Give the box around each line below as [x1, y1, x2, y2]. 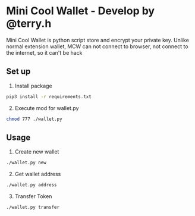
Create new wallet [14, 148, 59, 155]
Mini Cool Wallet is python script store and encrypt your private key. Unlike [6, 36, 189, 43]
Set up [6, 67, 31, 77]
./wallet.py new [6, 159, 46, 166]
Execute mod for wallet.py [14, 104, 79, 111]
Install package [14, 82, 52, 89]
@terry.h [6, 17, 52, 30]
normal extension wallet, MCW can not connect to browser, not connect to [6, 43, 188, 50]
